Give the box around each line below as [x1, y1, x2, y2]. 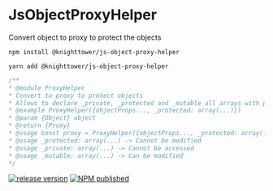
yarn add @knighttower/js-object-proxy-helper [8, 62, 169, 70]
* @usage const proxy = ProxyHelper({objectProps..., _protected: [8, 129, 238, 138]
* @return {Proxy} [8, 121, 71, 130]
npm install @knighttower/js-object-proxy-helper [8, 48, 180, 56]
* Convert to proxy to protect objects [8, 91, 144, 100]
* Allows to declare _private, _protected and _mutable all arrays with [8, 99, 260, 107]
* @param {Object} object [8, 114, 96, 122]
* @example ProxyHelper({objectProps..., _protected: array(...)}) [8, 107, 242, 115]
